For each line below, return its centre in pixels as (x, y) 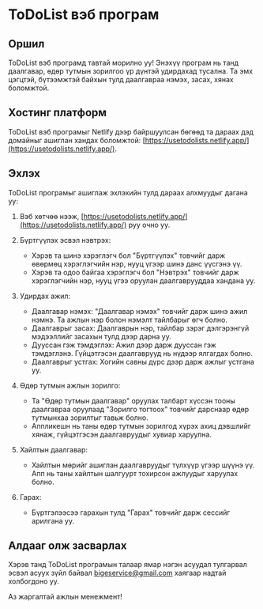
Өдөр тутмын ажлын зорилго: (70, 385)
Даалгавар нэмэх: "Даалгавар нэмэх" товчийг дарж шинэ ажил (139, 311)
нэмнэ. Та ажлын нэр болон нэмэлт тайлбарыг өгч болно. (129, 320)
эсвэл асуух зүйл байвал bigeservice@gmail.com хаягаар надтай (117, 573)
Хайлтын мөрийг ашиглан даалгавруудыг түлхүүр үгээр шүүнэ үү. (143, 465)
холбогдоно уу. (34, 581)
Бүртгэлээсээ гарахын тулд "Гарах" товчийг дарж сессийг (131, 513)
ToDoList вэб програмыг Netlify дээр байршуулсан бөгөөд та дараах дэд (131, 131)
